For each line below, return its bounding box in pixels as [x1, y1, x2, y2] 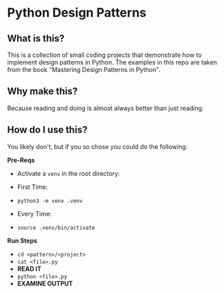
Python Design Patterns [7, 5, 147, 21]
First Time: [17, 182, 48, 191]
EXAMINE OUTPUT [17, 279, 73, 287]
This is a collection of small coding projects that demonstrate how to [7, 51, 202, 59]
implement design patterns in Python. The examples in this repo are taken [7, 58, 218, 66]
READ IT [17, 265, 41, 273]
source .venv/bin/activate [17, 224, 95, 231]
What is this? [7, 33, 65, 44]
